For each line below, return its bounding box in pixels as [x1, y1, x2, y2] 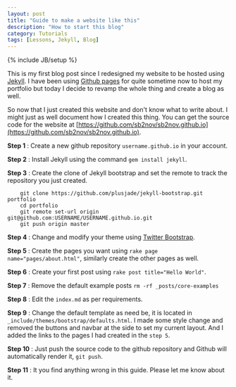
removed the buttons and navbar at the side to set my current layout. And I [7, 324, 224, 332]
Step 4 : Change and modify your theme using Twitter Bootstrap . [7, 233, 195, 241]
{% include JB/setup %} [7, 56, 77, 64]
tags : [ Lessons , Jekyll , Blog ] [7, 37, 99, 44]
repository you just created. [7, 177, 88, 185]
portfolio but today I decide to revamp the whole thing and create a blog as [7, 84, 224, 93]
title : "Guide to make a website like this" [7, 17, 140, 24]
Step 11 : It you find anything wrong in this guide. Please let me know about [7, 366, 225, 374]
